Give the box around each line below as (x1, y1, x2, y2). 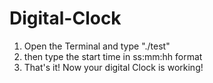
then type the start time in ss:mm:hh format (23, 50, 203, 62)
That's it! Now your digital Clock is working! (23, 61, 204, 73)
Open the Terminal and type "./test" (23, 40, 171, 52)
